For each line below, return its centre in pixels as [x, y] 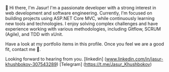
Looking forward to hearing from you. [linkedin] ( [56, 59]
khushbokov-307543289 [31, 64]
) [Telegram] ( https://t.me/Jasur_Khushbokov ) [104, 64]
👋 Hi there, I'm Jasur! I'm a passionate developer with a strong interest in [81, 8]
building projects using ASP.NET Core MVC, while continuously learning [80, 18]
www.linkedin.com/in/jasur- [134, 59]
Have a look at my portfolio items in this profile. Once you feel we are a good [85, 44]
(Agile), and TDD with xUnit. [34, 34]
